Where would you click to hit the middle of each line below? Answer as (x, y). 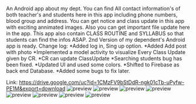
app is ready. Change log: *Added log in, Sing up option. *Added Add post (96, 46)
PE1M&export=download (36, 88)
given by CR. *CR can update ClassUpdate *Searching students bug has (94, 58)
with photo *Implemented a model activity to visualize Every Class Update (96, 52)
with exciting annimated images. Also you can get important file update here (98, 27)
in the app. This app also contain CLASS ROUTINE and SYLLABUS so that (95, 33)
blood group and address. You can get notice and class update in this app (95, 21)
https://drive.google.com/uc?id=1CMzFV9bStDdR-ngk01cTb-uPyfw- (102, 82)
